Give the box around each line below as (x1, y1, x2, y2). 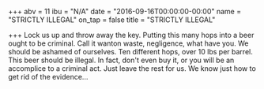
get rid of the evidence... (8, 72, 89, 81)
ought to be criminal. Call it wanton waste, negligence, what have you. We (8, 39, 249, 48)
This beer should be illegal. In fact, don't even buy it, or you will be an (8, 55, 235, 65)
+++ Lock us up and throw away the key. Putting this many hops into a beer (8, 31, 255, 39)
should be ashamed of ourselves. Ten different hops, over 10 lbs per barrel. (8, 47, 253, 56)
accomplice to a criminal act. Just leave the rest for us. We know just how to (8, 64, 257, 73)
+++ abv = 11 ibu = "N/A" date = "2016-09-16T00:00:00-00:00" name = (8, 7, 242, 16)
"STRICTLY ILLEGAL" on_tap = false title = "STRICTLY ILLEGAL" (8, 15, 216, 24)
